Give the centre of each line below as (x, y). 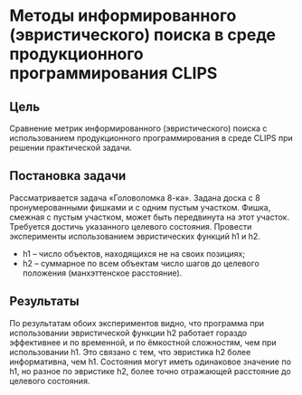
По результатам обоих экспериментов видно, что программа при (137, 323)
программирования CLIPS (113, 74)
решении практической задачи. (71, 147)
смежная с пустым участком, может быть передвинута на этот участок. (150, 217)
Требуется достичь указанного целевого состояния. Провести (131, 226)
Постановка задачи (68, 176)
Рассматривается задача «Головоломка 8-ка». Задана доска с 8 (135, 197)
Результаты (44, 301)
